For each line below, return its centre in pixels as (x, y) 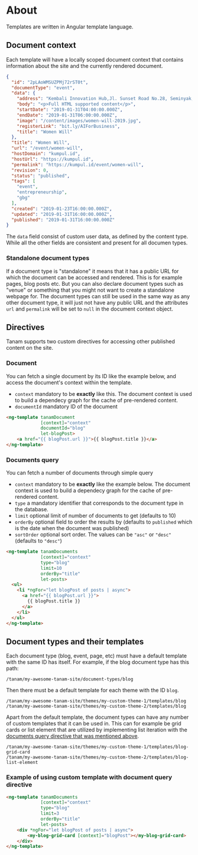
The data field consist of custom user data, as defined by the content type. (97, 237)
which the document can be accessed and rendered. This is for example (94, 277)
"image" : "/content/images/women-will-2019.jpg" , (79, 121)
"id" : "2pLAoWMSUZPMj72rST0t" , (50, 82)
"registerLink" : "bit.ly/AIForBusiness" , (68, 126)
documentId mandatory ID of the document (66, 406)
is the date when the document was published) (72, 528)
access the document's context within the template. (69, 382)
